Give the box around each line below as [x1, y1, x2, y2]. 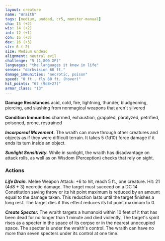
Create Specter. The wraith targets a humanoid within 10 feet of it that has [5, 209, 158, 215]
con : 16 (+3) [5, 35, 32, 40]
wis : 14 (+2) [5, 26, 32, 31]
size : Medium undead [5, 49, 48, 54]
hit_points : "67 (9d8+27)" [5, 81, 61, 86]
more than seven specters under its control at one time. [5, 230, 119, 236]
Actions [5, 167, 25, 174]
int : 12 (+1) [5, 30, 32, 35]
